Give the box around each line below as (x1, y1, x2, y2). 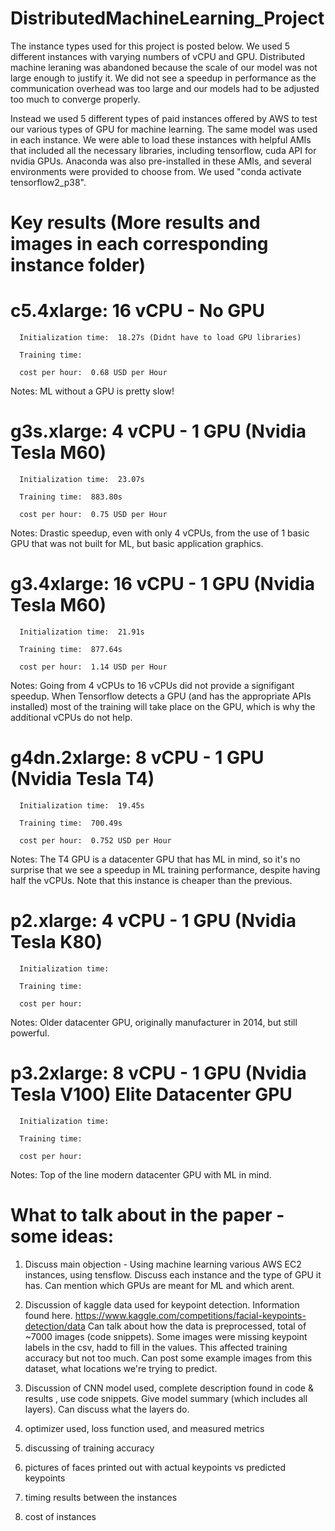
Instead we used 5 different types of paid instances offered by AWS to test (10, 112, 318, 124)
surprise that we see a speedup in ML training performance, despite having (10, 863, 321, 876)
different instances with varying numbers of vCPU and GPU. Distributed (10, 50, 305, 62)
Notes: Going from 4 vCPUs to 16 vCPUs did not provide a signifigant (10, 679, 295, 691)
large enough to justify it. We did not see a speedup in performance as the (10, 72, 317, 84)
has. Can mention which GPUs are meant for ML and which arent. (24, 1279, 295, 1291)
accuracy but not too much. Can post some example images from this (24, 1352, 313, 1364)
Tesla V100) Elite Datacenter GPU (10, 1083, 293, 1106)
